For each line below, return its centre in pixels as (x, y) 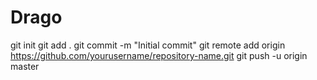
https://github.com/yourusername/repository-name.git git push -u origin (159, 55)
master (25, 66)
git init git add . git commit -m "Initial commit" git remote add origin (148, 45)
